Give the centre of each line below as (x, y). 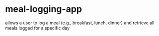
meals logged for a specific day (38, 28)
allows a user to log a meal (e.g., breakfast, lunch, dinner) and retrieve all (80, 23)
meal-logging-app (43, 9)
